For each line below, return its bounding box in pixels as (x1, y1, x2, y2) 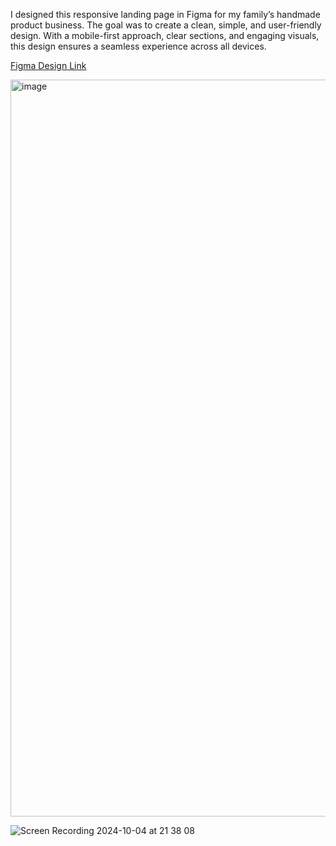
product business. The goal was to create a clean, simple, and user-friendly (10, 19, 322, 31)
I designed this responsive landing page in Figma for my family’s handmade (10, 9, 321, 20)
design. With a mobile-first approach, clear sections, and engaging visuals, (10, 30, 320, 41)
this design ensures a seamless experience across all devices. (10, 40, 267, 52)
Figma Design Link (10, 60, 87, 71)
